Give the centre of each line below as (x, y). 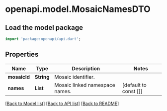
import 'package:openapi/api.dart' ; (43, 39)
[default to (134, 85)
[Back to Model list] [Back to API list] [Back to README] (62, 104)
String (42, 77)
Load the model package (44, 28)
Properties (22, 55)
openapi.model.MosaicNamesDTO (78, 9)
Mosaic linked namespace (85, 85)
